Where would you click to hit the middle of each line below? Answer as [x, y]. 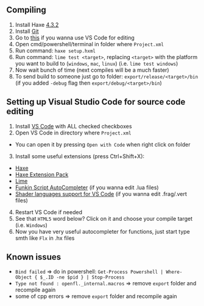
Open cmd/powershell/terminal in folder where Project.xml [90, 44]
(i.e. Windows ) [31, 225]
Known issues [34, 257]
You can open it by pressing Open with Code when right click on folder [103, 144]
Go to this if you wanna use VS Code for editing [75, 37]
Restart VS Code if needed [48, 212]
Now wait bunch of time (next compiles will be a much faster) [92, 70]
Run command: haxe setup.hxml [55, 50]
